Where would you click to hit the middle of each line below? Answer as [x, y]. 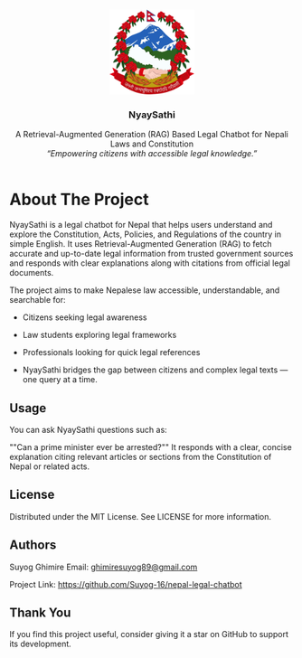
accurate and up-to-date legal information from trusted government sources [151, 254]
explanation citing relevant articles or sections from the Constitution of [141, 457]
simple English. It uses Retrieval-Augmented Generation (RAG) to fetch [141, 244]
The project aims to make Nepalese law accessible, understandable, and [145, 290]
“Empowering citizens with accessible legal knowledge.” [152, 154]
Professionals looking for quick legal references [111, 352]
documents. [32, 273]
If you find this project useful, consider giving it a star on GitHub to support [149, 634]
